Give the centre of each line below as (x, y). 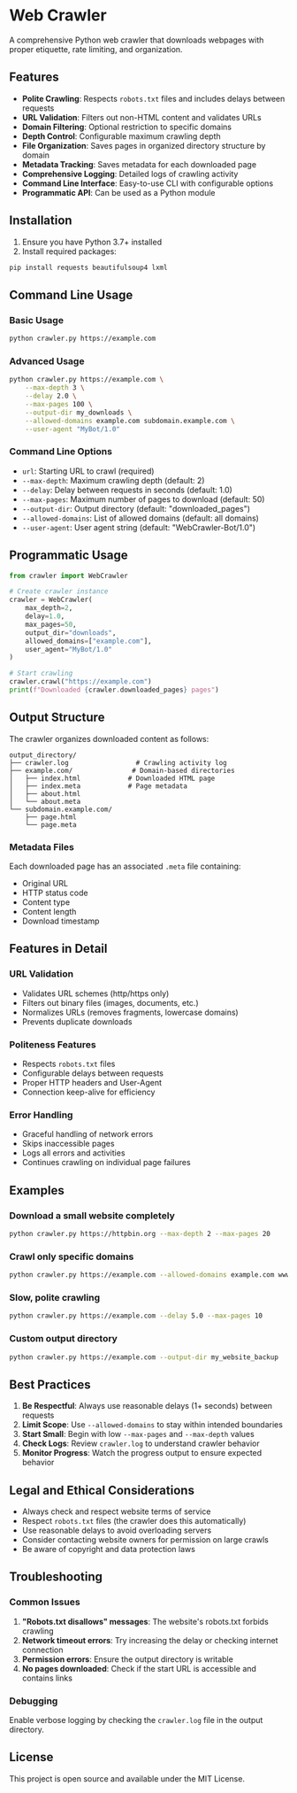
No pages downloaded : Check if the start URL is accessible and (139, 1668)
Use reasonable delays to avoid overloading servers (117, 1530)
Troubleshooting (56, 1577)
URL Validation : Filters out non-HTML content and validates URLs (142, 117)
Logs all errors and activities (73, 1153)
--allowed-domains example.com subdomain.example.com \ (130, 421)
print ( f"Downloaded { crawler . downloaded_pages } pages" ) (114, 690)
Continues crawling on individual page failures (107, 1163)
